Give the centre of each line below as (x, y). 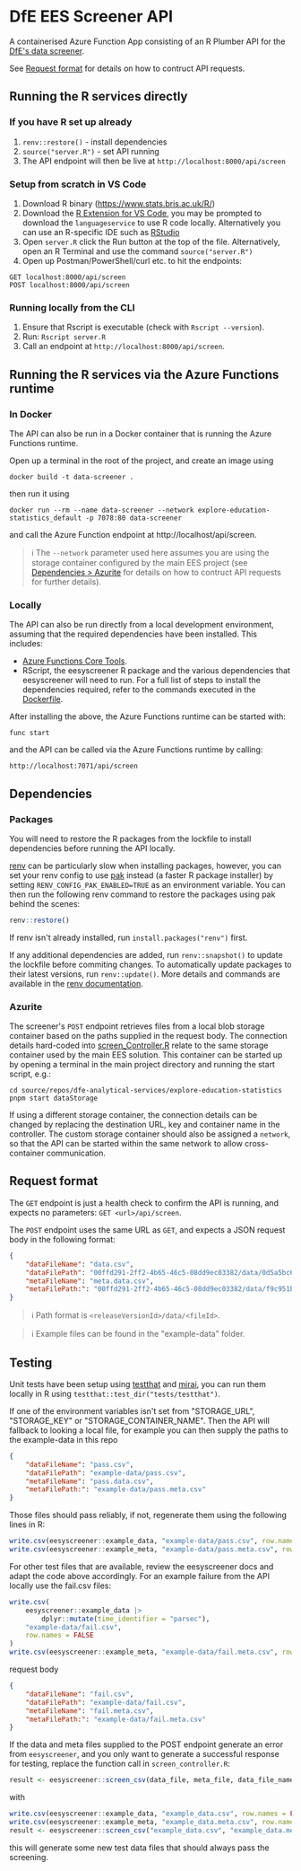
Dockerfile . (43, 699)
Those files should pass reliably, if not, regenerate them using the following (148, 1515)
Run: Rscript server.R (64, 337)
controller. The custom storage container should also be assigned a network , (150, 1134)
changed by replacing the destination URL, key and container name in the (145, 1125)
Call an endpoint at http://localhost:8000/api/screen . (124, 347)
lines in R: (27, 1524)
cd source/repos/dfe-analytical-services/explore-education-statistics (146, 1091)
